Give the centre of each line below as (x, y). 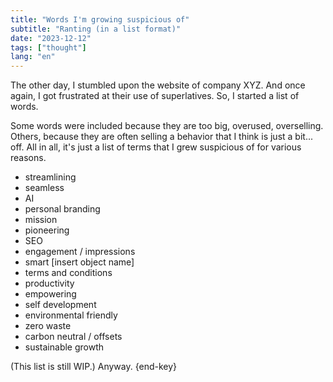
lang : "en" (33, 57)
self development (60, 305)
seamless (44, 188)
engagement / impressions (80, 252)
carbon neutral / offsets (73, 337)
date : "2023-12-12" (51, 38)
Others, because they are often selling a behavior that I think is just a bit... (161, 137)
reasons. (28, 158)
